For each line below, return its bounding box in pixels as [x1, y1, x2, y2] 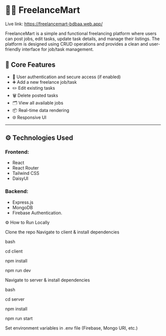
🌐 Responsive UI [12, 114, 47, 120]
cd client [5, 248, 23, 254]
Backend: [5, 188, 29, 195]
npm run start [5, 315, 33, 321]
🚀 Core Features [5, 60, 56, 69]
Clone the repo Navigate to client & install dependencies [5, 229, 120, 235]
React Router [12, 165, 39, 171]
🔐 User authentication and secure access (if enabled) [12, 74, 121, 80]
